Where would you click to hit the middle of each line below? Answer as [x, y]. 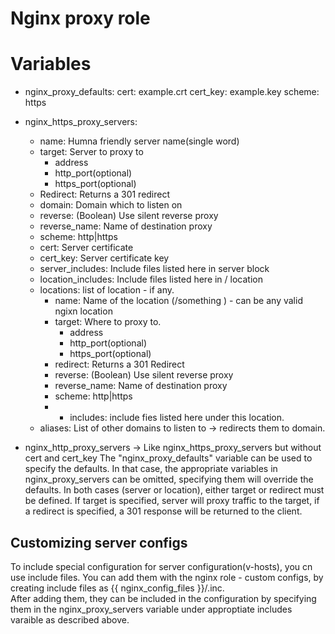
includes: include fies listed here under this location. [177, 418]
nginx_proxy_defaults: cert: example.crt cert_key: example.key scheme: [172, 92]
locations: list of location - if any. [107, 290]
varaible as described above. [70, 619]
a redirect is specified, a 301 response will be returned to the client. [163, 511]
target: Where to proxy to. [108, 322]
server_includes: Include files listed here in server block [154, 269]
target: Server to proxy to [91, 152]
